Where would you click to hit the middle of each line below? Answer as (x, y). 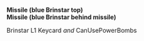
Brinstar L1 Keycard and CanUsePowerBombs (72, 30)
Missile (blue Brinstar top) (45, 10)
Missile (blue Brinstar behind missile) (61, 17)
